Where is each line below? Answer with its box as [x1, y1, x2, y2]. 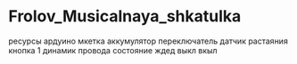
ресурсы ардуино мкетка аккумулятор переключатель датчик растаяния [8, 36, 289, 46]
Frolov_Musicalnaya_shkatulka [8, 6, 242, 27]
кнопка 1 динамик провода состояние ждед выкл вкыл [8, 44, 218, 55]
